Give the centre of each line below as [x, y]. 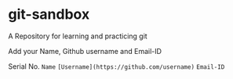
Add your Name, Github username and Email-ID [85, 51]
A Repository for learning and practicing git [78, 36]
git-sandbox [49, 14]
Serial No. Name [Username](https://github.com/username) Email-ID [116, 66]
